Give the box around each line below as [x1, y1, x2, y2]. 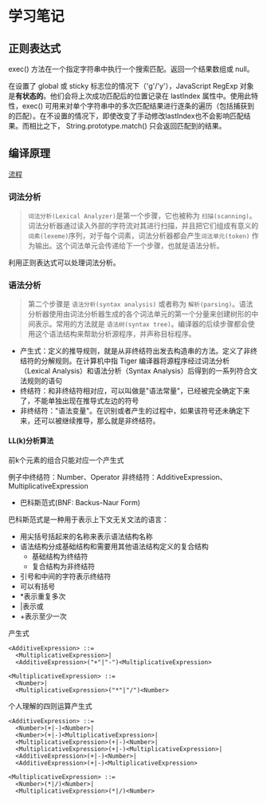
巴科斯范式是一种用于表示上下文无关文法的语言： [8, 514, 169, 524]
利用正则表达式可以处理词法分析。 [8, 258, 120, 267]
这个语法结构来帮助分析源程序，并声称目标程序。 [34, 329, 196, 339]
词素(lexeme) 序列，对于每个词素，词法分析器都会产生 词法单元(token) [27, 231, 250, 240]
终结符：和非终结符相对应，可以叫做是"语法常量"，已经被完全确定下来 [19, 386, 250, 396]
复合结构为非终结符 [31, 561, 96, 571]
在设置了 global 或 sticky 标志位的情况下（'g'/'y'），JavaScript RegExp [8, 81, 238, 90]
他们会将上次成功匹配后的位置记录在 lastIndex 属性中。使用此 [49, 91, 252, 101]
